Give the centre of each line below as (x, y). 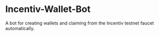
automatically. (20, 28)
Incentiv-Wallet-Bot (48, 9)
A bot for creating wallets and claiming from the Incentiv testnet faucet (80, 23)
